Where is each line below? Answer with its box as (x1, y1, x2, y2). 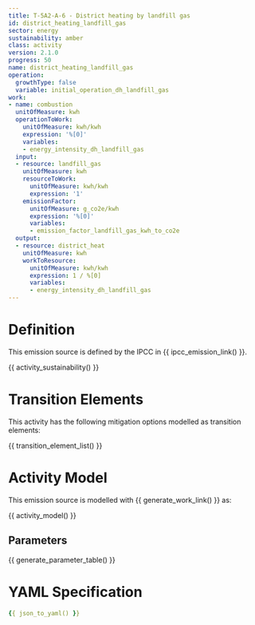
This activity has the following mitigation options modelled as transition (8, 417, 241, 426)
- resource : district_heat (15, 242, 105, 250)
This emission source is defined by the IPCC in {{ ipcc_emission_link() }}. (8, 346, 248, 356)
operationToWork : (15, 116, 73, 124)
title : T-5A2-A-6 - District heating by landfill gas (8, 11, 191, 20)
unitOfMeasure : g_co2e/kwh (29, 204, 120, 212)
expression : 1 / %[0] (29, 271, 102, 279)
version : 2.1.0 (8, 49, 59, 57)
